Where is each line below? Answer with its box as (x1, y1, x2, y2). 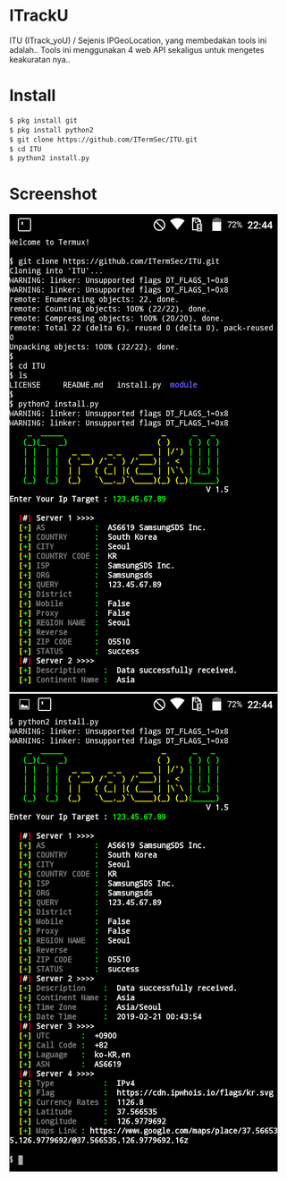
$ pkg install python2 (9, 125, 94, 134)
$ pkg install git (9, 116, 78, 125)
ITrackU (9, 5, 69, 26)
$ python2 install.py (9, 154, 90, 163)
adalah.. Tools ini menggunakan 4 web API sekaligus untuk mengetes (9, 44, 265, 55)
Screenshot (9, 184, 97, 204)
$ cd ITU (9, 144, 42, 153)
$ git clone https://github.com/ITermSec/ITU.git (9, 135, 198, 144)
